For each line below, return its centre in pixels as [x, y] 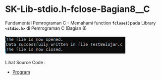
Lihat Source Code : [26, 62]
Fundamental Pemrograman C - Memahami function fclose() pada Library [80, 23]
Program [21, 72]
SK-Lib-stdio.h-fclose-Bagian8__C [78, 9]
